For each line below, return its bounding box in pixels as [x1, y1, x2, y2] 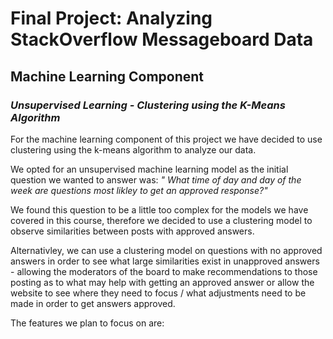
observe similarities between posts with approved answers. [10, 225, 255, 237]
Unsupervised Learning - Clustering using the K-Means [10, 98, 286, 112]
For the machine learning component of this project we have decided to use [10, 133, 323, 145]
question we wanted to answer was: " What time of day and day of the [10, 173, 302, 186]
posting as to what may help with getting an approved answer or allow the [10, 276, 315, 288]
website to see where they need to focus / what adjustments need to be [10, 287, 307, 299]
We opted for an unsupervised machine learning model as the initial [10, 163, 289, 175]
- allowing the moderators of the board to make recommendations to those [10, 265, 318, 277]
